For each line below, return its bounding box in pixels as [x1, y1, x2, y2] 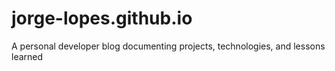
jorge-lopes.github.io [11, 7, 193, 30]
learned [11, 50, 44, 62]
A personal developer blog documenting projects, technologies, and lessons [11, 40, 326, 52]
